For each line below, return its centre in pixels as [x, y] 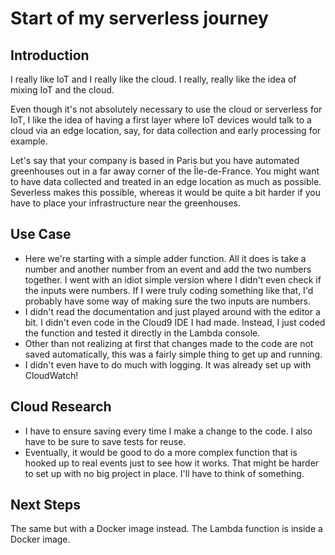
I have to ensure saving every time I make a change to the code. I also [168, 431]
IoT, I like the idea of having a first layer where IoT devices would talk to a [161, 120]
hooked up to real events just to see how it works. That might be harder [172, 463]
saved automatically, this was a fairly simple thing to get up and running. [173, 354]
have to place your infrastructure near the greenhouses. [126, 203]
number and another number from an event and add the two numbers [168, 269]
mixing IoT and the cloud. [62, 90]
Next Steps [45, 505]
